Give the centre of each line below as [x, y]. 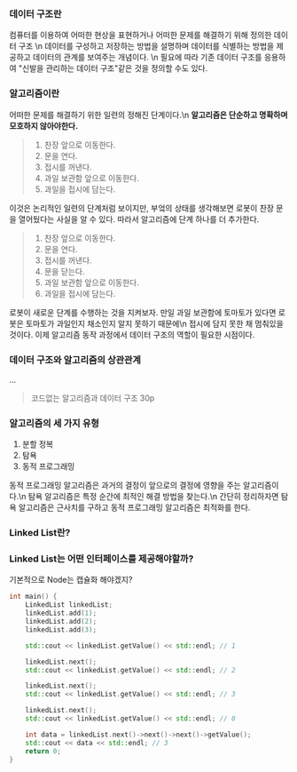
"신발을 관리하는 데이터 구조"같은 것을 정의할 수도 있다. [113, 68]
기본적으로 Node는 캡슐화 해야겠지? [71, 580]
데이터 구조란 [35, 13]
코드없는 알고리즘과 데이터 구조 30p [93, 398]
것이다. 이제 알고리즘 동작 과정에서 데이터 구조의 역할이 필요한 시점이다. [132, 334]
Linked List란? [40, 533]
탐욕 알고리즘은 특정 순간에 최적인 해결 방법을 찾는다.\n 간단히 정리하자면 [153, 497]
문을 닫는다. [64, 271]
